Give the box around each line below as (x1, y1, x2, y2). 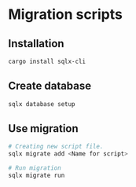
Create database (8, 79, 92, 93)
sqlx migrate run (8, 171, 65, 179)
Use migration (8, 122, 79, 135)
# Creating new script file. (8, 143, 104, 151)
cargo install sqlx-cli (8, 57, 86, 65)
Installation (8, 37, 64, 50)
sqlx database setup (8, 100, 76, 108)
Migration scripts (8, 5, 123, 24)
